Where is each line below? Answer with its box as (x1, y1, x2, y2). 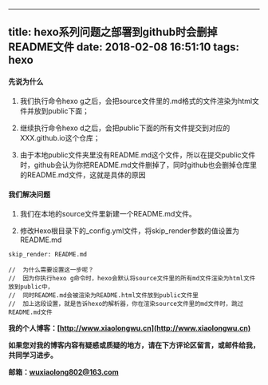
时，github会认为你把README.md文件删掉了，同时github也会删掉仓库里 (19, 160, 258, 169)
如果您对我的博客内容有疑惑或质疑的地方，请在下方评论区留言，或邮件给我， (8, 340, 260, 350)
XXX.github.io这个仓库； (19, 133, 100, 142)
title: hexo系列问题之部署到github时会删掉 (8, 26, 218, 39)
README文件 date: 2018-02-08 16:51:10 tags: (8, 41, 240, 54)
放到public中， (8, 283, 54, 291)
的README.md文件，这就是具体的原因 (19, 169, 146, 180)
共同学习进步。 (8, 350, 57, 359)
